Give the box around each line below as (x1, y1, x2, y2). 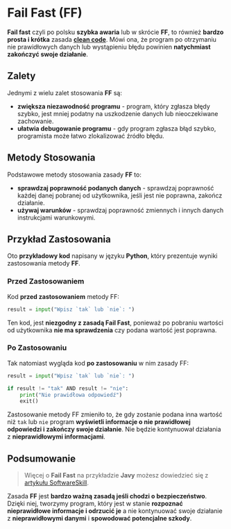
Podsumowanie (7, 453, 76, 464)
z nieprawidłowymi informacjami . (7, 432, 105, 441)
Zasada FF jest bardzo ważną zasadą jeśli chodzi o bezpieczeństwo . (7, 492, 207, 500)
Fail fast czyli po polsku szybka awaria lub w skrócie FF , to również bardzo (7, 28, 224, 36)
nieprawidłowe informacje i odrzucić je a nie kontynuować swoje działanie (7, 507, 223, 515)
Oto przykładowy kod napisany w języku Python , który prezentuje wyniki (7, 252, 218, 260)
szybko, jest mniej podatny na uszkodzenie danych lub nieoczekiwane (17, 109, 219, 117)
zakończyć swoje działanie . (7, 50, 89, 58)
